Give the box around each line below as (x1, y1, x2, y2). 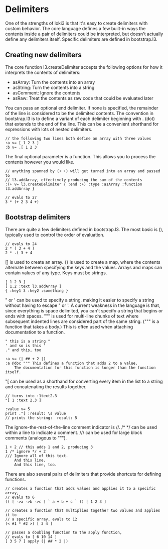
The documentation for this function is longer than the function (14, 365, 156, 370)
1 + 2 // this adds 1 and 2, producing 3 (5, 445, 93, 450)
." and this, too (5, 348, 42, 353)
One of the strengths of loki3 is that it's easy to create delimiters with (5, 20, 148, 26)
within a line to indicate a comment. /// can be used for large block (5, 429, 142, 435)
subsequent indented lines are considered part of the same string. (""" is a (5, 318, 159, 324)
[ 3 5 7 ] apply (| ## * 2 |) (5, 538, 69, 543)
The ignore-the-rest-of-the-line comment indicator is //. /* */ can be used (5, 424, 157, 430)
